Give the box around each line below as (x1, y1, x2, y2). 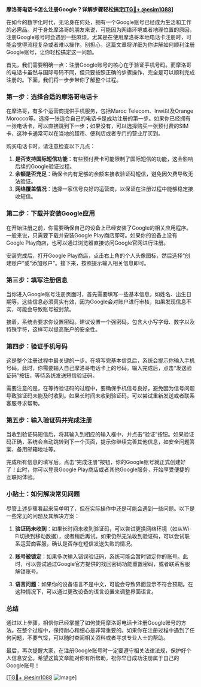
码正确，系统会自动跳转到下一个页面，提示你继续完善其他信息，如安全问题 (6, 438, 190, 445)
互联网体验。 (6, 474, 38, 481)
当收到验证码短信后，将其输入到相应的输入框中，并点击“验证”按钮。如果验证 (6, 431, 194, 438)
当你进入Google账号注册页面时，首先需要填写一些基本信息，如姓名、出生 (6, 290, 187, 297)
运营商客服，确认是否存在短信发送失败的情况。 (20, 540, 136, 547)
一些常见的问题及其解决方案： (6, 512, 80, 519)
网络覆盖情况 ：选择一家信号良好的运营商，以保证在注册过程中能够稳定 (14, 185, 188, 192)
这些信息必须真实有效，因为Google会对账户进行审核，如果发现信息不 (22, 298, 192, 305)
